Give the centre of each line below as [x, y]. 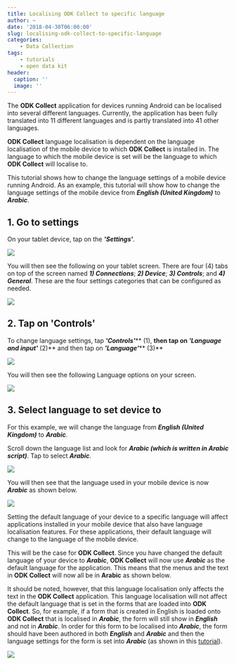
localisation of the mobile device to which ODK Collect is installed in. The [113, 149]
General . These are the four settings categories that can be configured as [114, 281]
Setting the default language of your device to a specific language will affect [118, 517]
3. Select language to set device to [84, 410]
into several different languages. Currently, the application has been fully [112, 113]
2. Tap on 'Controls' [51, 324]
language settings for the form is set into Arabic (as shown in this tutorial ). [115, 641]
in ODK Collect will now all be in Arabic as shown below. [89, 575]
